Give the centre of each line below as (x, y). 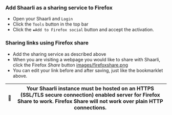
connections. (90, 107)
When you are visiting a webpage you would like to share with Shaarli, (86, 59)
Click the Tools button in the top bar (50, 24)
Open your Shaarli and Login (43, 19)
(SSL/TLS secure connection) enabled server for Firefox (90, 95)
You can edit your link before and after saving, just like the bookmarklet (88, 70)
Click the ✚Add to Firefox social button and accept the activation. (83, 30)
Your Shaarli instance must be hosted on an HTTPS (90, 88)
